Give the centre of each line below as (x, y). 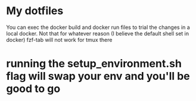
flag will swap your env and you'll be (98, 76)
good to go (33, 89)
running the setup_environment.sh (94, 64)
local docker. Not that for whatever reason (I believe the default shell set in (98, 33)
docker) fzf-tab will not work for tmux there (59, 40)
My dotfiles (35, 11)
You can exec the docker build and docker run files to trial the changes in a (98, 27)
